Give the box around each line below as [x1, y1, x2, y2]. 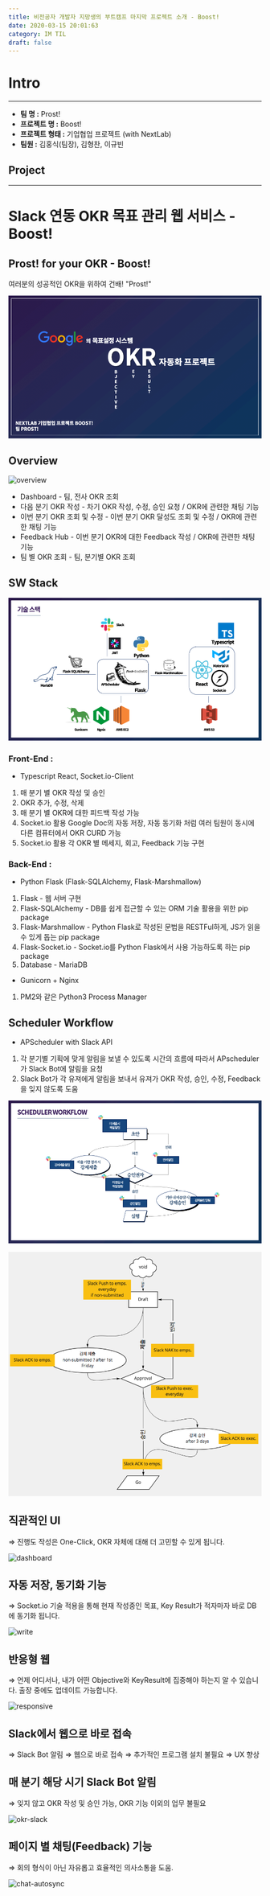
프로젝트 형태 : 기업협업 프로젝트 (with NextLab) [19, 130, 172, 139]
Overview [8, 454, 59, 467]
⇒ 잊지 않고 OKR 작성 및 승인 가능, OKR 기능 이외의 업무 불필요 [8, 1798, 207, 1808]
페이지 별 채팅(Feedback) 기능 [8, 1840, 153, 1853]
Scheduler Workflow [8, 1016, 114, 1030]
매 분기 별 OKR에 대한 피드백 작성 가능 [19, 808, 140, 817]
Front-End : [8, 753, 54, 764]
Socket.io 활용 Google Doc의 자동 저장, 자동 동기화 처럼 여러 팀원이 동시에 [19, 817, 255, 828]
